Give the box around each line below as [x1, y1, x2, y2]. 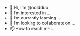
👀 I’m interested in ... [9, 10, 51, 16]
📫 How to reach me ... [9, 26, 55, 31]
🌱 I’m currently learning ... [9, 15, 62, 20]
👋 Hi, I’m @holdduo [9, 5, 48, 10]
